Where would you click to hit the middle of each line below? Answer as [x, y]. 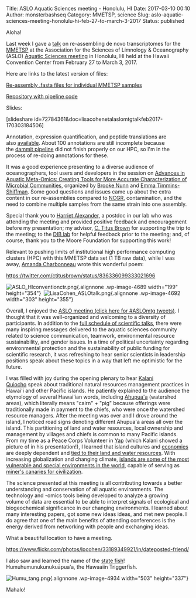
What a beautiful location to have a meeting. [59, 538]
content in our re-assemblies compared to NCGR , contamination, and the [94, 198]
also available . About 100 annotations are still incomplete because [85, 143]
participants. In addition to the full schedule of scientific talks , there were [94, 323]
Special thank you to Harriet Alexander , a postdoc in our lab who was [89, 215]
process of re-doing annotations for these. [57, 155]
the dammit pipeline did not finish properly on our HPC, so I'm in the [88, 149]
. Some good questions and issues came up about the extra [99, 192]
